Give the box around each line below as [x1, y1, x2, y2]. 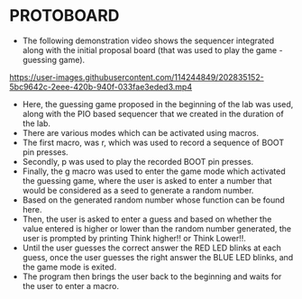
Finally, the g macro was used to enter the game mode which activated [22, 166, 286, 177]
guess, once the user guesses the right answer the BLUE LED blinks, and [22, 251, 294, 262]
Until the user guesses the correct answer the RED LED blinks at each [22, 242, 281, 253]
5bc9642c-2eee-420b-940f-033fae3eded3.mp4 [9, 81, 192, 92]
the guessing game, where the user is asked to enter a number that [22, 175, 272, 186]
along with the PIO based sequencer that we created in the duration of [22, 108, 284, 119]
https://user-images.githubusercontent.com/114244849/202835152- [9, 71, 264, 82]
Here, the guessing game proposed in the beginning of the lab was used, [22, 98, 294, 109]
